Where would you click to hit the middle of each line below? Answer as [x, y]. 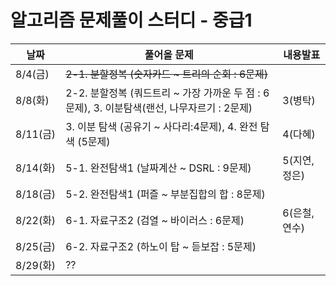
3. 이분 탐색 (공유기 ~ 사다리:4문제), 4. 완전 [161, 126]
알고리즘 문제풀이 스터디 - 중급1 [131, 20]
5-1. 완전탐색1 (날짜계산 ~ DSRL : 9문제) [158, 168]
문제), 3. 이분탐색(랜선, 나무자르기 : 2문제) [159, 108]
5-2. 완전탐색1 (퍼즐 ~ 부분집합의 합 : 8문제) [165, 194]
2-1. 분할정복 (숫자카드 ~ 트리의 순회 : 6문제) [166, 74]
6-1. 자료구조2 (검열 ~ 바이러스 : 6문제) [155, 220]
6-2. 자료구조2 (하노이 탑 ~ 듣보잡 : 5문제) [161, 246]
